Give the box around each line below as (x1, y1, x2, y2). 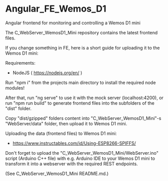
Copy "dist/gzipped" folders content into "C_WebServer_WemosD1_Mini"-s (5, 115, 161, 121)
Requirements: (5, 60, 35, 66)
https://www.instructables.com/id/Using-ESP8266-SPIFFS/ (12, 140, 136, 146)
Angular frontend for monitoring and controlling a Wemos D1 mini (5, 20, 141, 26)
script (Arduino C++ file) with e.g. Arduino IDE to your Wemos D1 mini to (5, 155, 155, 161)
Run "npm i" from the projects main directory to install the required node (5, 79, 156, 85)
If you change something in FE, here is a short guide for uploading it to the (5, 44, 160, 51)
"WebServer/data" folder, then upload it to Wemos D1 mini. (5, 120, 128, 126)
